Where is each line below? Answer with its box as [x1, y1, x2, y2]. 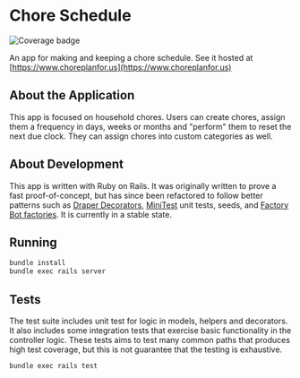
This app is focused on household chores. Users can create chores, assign [9, 111, 286, 122]
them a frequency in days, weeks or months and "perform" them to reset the [9, 121, 292, 132]
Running [9, 235, 58, 250]
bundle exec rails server [9, 267, 106, 276]
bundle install [9, 259, 66, 268]
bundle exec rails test [9, 361, 99, 370]
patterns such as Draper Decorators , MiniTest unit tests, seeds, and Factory [9, 199, 289, 210]
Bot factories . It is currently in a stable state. [9, 209, 173, 219]
